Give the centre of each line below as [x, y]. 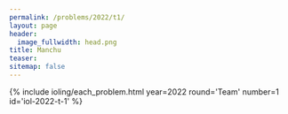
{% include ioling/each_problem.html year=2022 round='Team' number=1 [144, 91]
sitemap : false [37, 67]
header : [24, 34]
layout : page [33, 26]
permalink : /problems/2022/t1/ [67, 17]
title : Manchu [36, 50]
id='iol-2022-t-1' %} [46, 101]
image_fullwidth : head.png [67, 42]
